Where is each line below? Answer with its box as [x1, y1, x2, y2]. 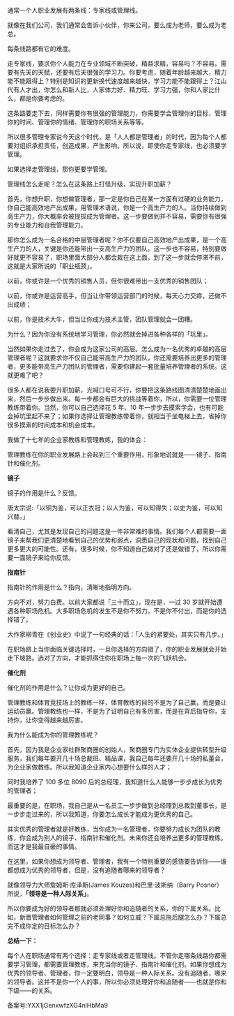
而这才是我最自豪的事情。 [7, 842, 81, 851]
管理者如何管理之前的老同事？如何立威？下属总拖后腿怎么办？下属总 [31, 913, 227, 921]
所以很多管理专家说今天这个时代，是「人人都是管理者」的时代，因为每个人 [7, 133, 221, 141]
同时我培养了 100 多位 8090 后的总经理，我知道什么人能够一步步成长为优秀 [7, 778, 223, 786]
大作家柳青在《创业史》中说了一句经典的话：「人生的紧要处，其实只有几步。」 [7, 631, 227, 638]
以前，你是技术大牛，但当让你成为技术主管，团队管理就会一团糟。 [7, 315, 196, 323]
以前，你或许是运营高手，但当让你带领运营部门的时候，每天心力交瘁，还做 [7, 292, 221, 300]
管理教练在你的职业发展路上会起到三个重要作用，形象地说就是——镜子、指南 [7, 450, 227, 459]
